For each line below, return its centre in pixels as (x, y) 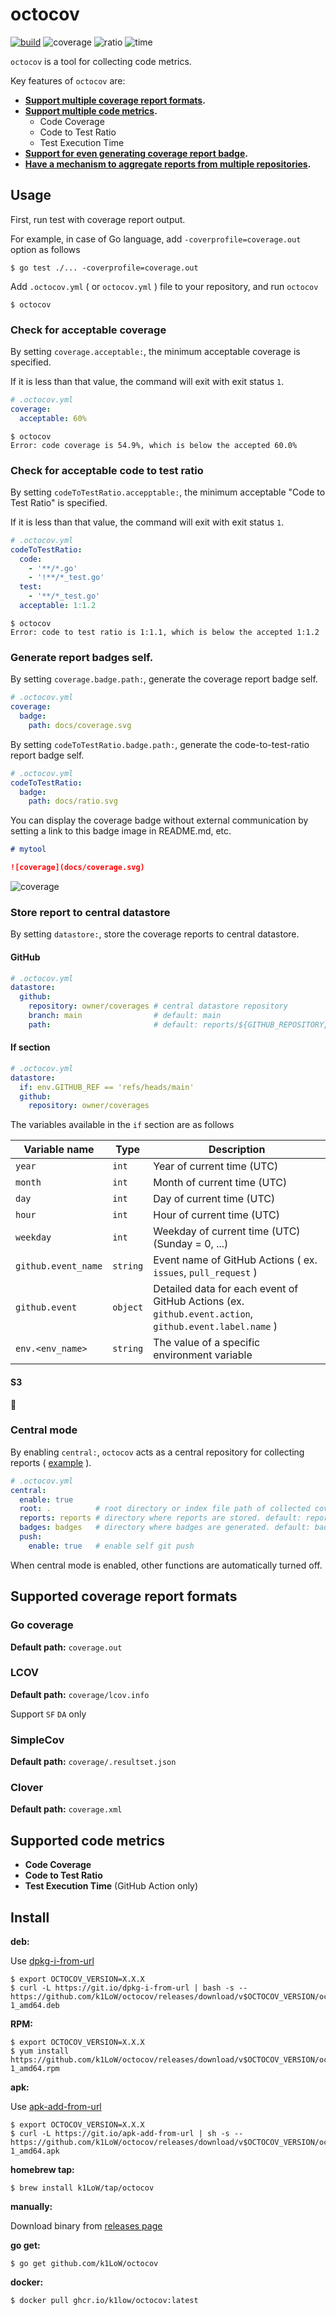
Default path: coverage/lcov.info (80, 1694)
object (128, 1307)
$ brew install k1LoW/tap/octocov (82, 2188)
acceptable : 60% (53, 418)
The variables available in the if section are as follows (122, 1125)
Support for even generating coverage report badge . (136, 153)
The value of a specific (207, 1343)
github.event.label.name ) (215, 1326)
